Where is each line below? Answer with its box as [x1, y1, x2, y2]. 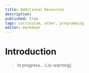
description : [5, 12, 32, 17]
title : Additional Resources [5, 7, 65, 12]
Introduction [5, 46, 57, 57]
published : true [5, 16, 38, 21]
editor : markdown [5, 25, 41, 30]
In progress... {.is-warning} [17, 62, 72, 68]
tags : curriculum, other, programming [5, 20, 84, 26]
